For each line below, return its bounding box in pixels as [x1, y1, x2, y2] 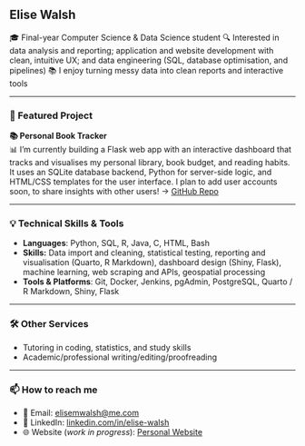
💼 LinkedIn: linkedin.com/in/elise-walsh [22, 417, 170, 428]
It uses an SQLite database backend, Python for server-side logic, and [9, 167, 272, 178]
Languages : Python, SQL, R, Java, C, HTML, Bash [22, 238, 211, 249]
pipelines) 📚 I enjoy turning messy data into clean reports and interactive [9, 64, 284, 75]
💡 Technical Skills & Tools [9, 217, 124, 230]
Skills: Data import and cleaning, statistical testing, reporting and [22, 247, 266, 258]
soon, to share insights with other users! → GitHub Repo [9, 186, 220, 197]
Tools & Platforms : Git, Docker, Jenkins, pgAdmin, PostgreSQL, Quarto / [22, 276, 293, 287]
